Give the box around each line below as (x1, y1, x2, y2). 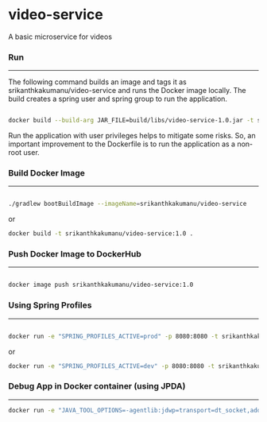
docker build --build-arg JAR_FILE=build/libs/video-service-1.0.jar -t (8, 117, 254, 125)
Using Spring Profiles (8, 300, 92, 311)
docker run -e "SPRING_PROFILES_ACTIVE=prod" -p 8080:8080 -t (8, 332, 219, 340)
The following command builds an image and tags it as (8, 77, 187, 87)
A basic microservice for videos (8, 32, 113, 41)
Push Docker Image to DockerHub (8, 249, 141, 260)
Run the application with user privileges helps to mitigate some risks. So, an (8, 131, 256, 141)
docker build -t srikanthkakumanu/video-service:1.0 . (8, 230, 194, 238)
